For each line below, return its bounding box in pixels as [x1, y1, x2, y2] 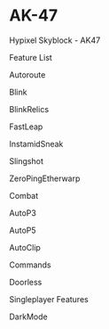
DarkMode [9, 311, 48, 322]
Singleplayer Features [9, 293, 89, 304]
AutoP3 [9, 207, 37, 218]
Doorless [9, 276, 43, 287]
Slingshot [9, 155, 44, 166]
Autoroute [9, 69, 46, 80]
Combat [9, 190, 39, 201]
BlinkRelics [9, 103, 50, 114]
